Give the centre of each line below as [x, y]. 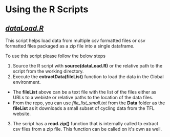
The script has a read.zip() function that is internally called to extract [86, 123]
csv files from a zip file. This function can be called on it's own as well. [87, 129]
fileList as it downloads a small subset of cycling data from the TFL [83, 108]
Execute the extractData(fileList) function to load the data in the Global [88, 77]
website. [22, 114]
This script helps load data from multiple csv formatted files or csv [76, 40]
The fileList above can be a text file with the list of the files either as [84, 92]
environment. [27, 82]
